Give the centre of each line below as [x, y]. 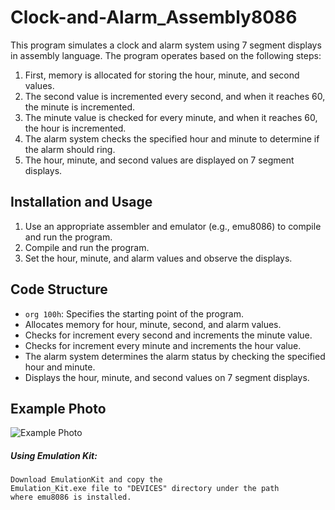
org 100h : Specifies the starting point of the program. [134, 313]
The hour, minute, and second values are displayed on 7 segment [159, 160]
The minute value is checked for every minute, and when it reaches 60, [171, 117]
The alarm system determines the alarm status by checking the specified [175, 356]
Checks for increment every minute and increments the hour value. [163, 345]
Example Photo [58, 408]
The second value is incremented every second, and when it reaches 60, [175, 96]
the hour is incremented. [75, 128]
